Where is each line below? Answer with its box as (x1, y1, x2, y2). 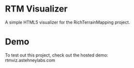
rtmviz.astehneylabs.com (5, 57, 56, 63)
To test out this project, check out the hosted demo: (5, 52, 108, 58)
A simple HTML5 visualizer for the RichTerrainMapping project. (5, 19, 130, 25)
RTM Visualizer (5, 3, 68, 14)
